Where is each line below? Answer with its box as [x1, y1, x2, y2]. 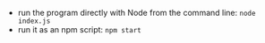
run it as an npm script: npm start [17, 25, 141, 34]
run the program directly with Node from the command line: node [17, 8, 256, 18]
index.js [17, 17, 51, 25]
